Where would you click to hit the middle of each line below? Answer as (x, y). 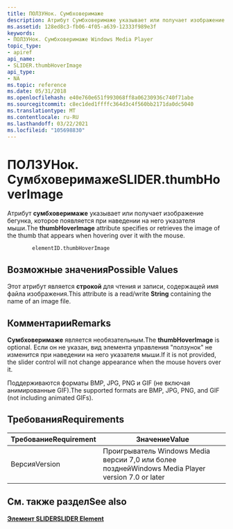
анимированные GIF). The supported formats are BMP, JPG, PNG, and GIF (113, 390)
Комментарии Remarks (59, 323)
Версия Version (36, 464)
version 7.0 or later (134, 477)
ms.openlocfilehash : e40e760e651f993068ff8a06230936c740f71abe (101, 98)
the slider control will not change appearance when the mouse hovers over (114, 362)
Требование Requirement (53, 439)
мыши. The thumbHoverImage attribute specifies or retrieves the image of (114, 228)
